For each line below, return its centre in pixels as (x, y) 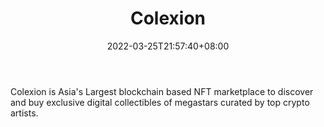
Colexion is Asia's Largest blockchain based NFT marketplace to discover (162, 91)
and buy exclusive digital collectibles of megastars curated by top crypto (160, 102)
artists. (24, 113)
